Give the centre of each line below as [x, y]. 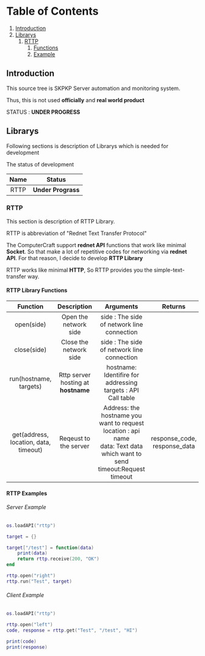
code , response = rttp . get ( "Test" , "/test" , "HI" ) [72, 630]
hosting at [75, 382]
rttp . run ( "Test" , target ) [39, 581]
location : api [122, 431]
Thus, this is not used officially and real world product [75, 100]
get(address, [30, 434]
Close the [74, 342]
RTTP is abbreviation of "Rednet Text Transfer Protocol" [77, 233]
